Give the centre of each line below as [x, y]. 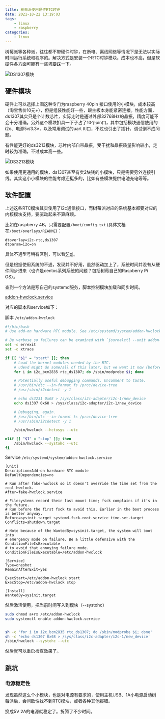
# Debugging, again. [35, 412]
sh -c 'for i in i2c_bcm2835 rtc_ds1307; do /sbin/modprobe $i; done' [79, 632]
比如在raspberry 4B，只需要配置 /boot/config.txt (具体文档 [66, 224]
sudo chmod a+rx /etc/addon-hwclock [42, 614]
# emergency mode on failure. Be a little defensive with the [70, 539]
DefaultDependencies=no [29, 475]
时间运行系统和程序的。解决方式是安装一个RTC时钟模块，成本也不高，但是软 [82, 57]
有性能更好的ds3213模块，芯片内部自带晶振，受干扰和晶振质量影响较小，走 [81, 145]
